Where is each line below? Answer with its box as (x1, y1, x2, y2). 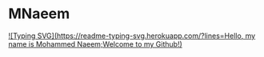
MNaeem (8, 5, 70, 23)
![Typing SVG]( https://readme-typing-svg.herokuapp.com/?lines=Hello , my (8, 31, 256, 40)
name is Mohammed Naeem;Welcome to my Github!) (8, 39, 182, 48)
